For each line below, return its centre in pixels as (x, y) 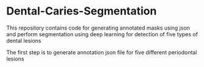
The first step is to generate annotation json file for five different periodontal (102, 52)
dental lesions (24, 40)
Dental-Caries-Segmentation (82, 11)
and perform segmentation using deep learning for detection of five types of (102, 34)
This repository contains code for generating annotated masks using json (98, 28)
